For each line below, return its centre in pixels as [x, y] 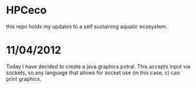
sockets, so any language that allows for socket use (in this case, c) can [93, 72]
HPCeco [26, 10]
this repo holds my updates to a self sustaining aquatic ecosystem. [87, 26]
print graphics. [24, 79]
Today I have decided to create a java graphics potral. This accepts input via [98, 66]
